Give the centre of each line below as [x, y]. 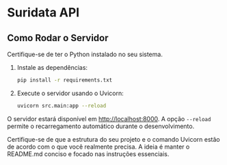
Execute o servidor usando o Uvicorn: [70, 93]
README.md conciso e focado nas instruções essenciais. [88, 154]
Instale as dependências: [52, 67]
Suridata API [43, 13]
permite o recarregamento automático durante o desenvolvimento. [101, 126]
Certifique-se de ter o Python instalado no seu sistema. [85, 54]
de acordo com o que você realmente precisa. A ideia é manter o [98, 147]
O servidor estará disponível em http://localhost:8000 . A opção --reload [109, 118]
